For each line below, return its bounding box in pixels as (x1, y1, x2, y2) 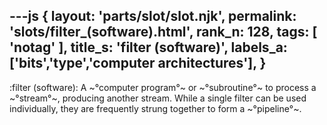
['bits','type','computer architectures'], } (9, 55, 267, 72)
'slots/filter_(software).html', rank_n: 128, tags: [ (9, 24, 318, 41)
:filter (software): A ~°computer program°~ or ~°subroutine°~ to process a (9, 81, 317, 93)
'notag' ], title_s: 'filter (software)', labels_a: (9, 39, 288, 56)
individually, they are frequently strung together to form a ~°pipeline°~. (9, 102, 302, 114)
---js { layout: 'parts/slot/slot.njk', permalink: (9, 8, 297, 25)
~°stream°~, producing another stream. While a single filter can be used (9, 92, 307, 104)
